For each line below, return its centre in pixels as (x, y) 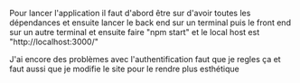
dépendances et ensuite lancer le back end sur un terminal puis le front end (150, 23)
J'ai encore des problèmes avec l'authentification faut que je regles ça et (145, 59)
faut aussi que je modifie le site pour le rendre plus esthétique (124, 69)
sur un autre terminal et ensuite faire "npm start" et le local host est (135, 32)
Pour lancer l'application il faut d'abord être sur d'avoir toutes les (130, 13)
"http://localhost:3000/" (54, 41)
